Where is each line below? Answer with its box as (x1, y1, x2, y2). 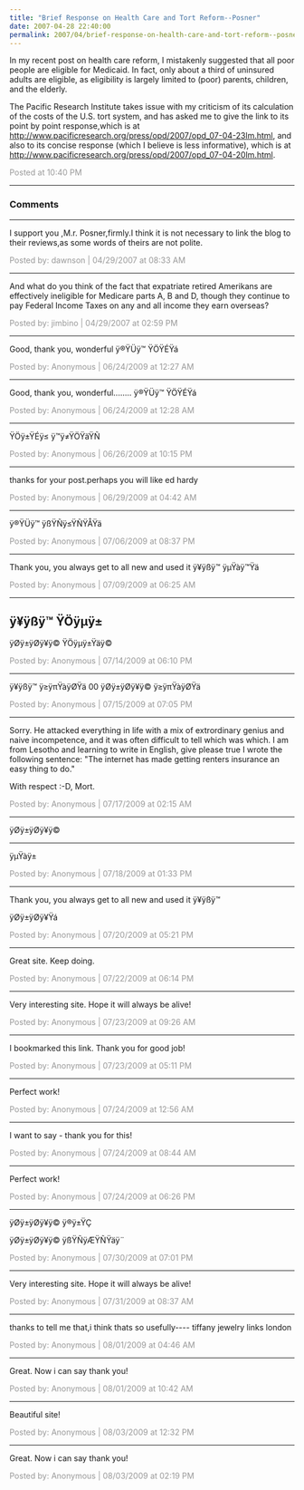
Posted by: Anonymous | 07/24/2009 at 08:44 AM (9, 1147, 197, 1158)
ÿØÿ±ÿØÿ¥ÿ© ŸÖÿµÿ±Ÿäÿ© (9, 638, 113, 649)
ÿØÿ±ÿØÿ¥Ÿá (9, 912, 59, 923)
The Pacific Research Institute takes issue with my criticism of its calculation (9, 102, 294, 112)
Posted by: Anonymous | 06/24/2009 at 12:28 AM (9, 404, 195, 415)
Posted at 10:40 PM (9, 167, 83, 178)
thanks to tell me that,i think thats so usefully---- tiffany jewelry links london (9, 1322, 292, 1333)
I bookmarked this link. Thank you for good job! (9, 1043, 185, 1054)
